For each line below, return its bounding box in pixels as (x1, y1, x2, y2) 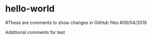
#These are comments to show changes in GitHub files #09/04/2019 (5, 19, 147, 25)
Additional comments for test (5, 29, 65, 35)
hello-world (5, 3, 55, 14)
